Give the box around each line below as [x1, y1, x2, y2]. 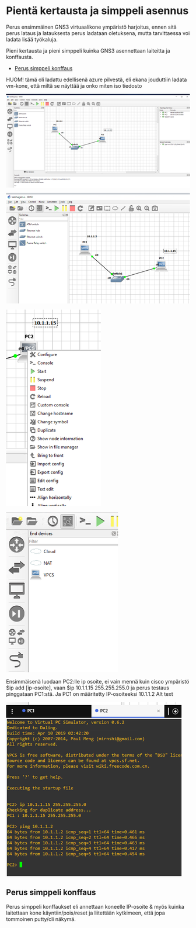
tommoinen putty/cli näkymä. [6, 915, 76, 922]
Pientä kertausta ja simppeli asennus [6, 4, 189, 18]
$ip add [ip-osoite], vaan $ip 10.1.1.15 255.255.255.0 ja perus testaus [6, 684, 169, 691]
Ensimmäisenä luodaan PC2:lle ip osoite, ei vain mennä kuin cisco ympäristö [6, 678, 190, 685]
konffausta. [6, 53, 33, 60]
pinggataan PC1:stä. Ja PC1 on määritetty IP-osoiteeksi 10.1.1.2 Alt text [6, 690, 173, 697]
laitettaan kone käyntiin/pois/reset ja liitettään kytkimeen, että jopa [6, 909, 165, 916]
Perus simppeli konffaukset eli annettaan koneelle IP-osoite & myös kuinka [6, 903, 185, 910]
